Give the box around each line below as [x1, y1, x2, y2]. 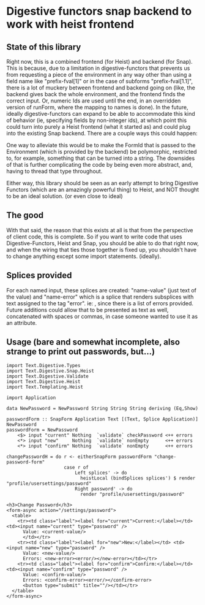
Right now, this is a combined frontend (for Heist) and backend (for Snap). [6, 58, 193, 65]
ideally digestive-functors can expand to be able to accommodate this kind [6, 110, 196, 117]
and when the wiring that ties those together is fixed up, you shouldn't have [6, 246, 197, 253]
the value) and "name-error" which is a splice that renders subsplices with [6, 293, 194, 300]
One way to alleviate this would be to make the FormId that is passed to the [6, 142, 196, 148]
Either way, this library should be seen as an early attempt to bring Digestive [6, 180, 199, 186]
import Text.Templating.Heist [6, 384, 84, 390]
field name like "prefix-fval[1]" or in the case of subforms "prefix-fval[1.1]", [6, 78, 193, 85]
